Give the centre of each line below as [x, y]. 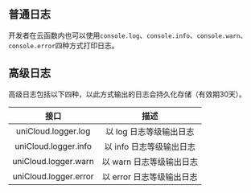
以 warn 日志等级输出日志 [150, 162]
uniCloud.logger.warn [53, 161]
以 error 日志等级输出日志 [150, 177]
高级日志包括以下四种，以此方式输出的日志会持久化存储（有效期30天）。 [128, 94]
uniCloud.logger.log [53, 131]
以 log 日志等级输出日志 [150, 131]
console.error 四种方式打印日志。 [64, 45]
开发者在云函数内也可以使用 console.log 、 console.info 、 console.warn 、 [128, 35]
